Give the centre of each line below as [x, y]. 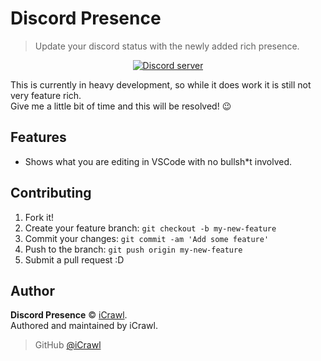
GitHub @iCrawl [68, 345]
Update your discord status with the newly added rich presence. [167, 46]
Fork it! [39, 217]
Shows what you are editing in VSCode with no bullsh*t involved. [158, 161]
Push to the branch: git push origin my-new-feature [133, 249]
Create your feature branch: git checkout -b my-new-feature [150, 228]
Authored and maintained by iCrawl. [84, 326]
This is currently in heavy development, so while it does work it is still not [161, 84]
